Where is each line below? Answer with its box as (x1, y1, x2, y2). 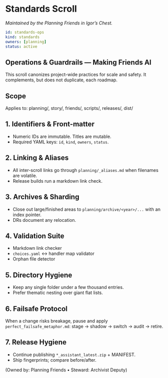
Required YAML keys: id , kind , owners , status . (12, 138, 109, 145)
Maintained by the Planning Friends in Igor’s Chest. (5, 20, 113, 26)
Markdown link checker (12, 245, 62, 251)
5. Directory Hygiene (5, 271, 72, 279)
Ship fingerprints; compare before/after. (12, 357, 97, 363)
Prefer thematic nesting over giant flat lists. (12, 289, 103, 296)
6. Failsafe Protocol (5, 304, 68, 313)
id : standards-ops (5, 30, 44, 35)
